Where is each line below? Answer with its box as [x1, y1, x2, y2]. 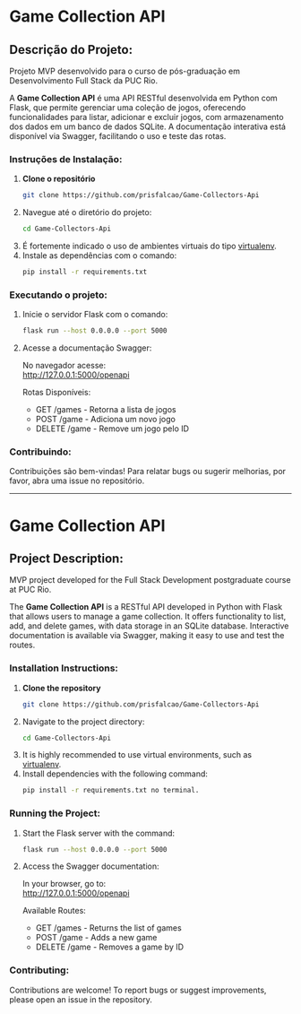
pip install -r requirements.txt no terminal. [21, 786, 200, 795]
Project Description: [9, 550, 124, 566]
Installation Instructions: [9, 662, 119, 674]
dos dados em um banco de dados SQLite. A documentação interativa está [9, 121, 287, 132]
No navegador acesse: [21, 360, 106, 371]
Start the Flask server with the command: [21, 828, 176, 838]
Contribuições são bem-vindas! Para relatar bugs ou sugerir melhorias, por [9, 466, 287, 477]
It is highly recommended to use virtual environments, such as [21, 750, 253, 760]
